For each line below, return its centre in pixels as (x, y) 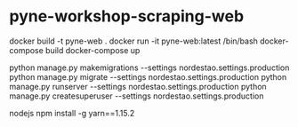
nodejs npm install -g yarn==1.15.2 (72, 113)
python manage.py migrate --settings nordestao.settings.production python (148, 76)
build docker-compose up (93, 50)
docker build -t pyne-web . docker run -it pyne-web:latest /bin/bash (133, 41)
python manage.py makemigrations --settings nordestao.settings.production (149, 67)
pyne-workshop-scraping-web (127, 16)
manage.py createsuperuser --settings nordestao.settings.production (137, 96)
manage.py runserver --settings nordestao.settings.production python (138, 86)
